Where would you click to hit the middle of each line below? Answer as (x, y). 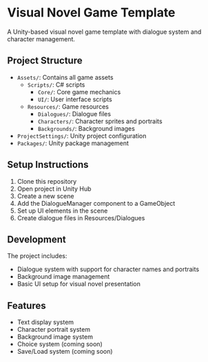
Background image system (55, 337)
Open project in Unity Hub (54, 189)
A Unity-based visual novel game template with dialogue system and (104, 32)
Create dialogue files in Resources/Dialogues (81, 217)
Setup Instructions (48, 165)
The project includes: (37, 256)
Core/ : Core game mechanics (79, 92)
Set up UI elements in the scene (62, 211)
